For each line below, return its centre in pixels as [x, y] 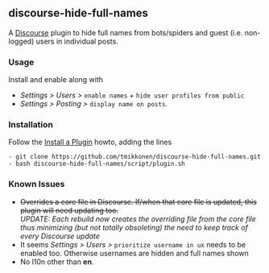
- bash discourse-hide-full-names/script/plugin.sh [97, 164]
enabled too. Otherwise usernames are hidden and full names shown [134, 253]
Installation [31, 125]
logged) [21, 41]
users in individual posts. [77, 41]
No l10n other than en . [57, 262]
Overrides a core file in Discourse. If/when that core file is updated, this [139, 201]
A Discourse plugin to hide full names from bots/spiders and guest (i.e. [126, 32]
